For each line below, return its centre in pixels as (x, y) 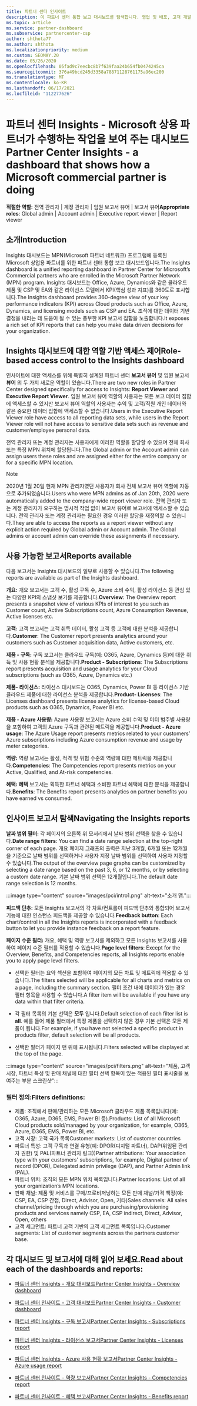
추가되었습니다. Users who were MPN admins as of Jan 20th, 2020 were (103, 494)
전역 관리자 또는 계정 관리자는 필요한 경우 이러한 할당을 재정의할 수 (94, 515)
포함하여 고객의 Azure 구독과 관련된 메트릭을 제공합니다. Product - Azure (96, 727)
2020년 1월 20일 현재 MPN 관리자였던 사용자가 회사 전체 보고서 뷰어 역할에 (92, 486)
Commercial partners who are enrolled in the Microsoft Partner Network (93, 275)
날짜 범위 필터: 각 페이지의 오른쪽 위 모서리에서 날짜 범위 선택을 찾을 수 (87, 833)
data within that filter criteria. (50, 1001)
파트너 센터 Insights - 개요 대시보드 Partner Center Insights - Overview (97, 1284)
